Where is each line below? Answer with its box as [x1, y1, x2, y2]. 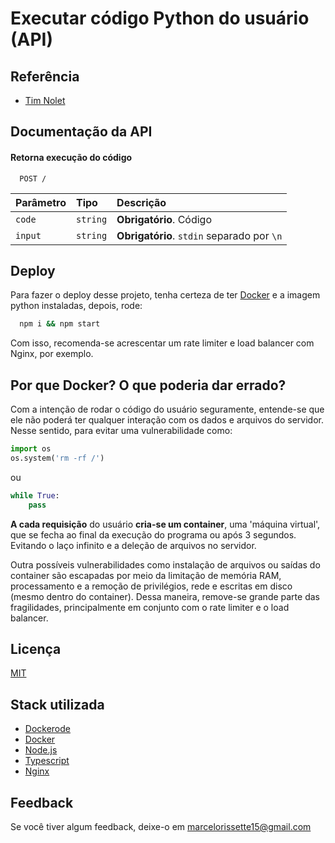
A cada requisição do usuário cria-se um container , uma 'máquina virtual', [10, 518, 321, 530]
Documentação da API [10, 123, 153, 141]
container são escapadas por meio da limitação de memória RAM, [10, 569, 282, 581]
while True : [10, 490, 60, 501]
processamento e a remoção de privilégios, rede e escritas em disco [10, 580, 293, 592]
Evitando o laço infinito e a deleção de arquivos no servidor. [10, 539, 257, 551]
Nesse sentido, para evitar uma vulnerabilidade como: [10, 425, 233, 437]
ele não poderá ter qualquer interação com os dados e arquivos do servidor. [10, 414, 324, 426]
